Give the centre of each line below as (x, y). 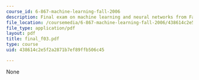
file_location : (25, 22)
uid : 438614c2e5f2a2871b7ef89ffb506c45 (55, 50)
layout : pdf (21, 34)
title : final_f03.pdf (33, 39)
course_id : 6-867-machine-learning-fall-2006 (63, 11)
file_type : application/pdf (41, 28)
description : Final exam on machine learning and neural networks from (96, 17)
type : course (22, 45)
